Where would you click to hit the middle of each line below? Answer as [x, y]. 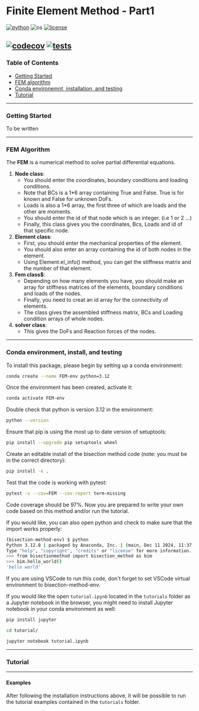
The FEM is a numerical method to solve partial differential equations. [91, 162]
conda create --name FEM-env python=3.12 [58, 376]
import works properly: [34, 528]
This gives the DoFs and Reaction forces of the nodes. [90, 331]
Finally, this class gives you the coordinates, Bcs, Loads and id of [103, 224]
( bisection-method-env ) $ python [47, 540]
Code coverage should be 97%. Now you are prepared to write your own [95, 505]
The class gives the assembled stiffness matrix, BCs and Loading [103, 313]
